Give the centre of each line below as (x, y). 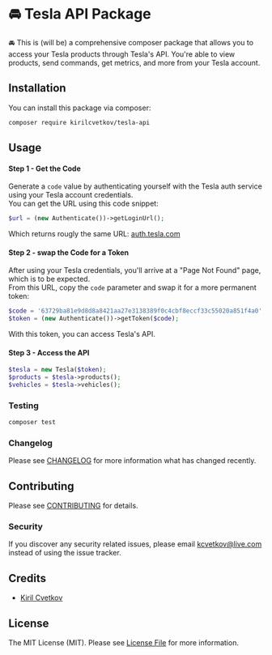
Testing (23, 406)
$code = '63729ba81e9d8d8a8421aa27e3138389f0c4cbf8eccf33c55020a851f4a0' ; (137, 311)
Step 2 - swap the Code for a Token (69, 252)
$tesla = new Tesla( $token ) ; (57, 370)
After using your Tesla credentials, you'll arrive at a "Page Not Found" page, (135, 270)
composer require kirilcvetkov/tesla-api (79, 122)
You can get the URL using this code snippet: (84, 204)
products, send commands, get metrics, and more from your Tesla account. (134, 62)
